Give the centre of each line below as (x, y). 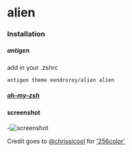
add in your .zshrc (32, 68)
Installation (26, 34)
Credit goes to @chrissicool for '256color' (66, 141)
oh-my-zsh (23, 95)
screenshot (24, 113)
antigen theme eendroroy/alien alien (61, 80)
